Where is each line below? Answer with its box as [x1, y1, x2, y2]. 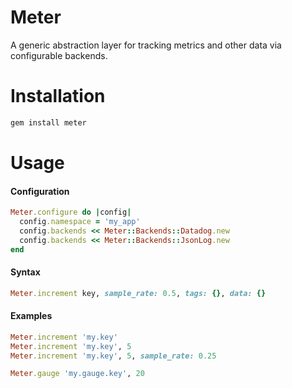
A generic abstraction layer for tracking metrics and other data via [10, 39, 282, 51]
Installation [10, 85, 106, 108]
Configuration [10, 185, 70, 197]
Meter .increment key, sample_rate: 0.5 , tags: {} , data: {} [10, 288, 267, 298]
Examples [10, 310, 53, 322]
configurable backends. [10, 49, 108, 61]
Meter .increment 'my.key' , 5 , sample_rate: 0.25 [10, 351, 217, 361]
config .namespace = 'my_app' [19, 217, 141, 227]
